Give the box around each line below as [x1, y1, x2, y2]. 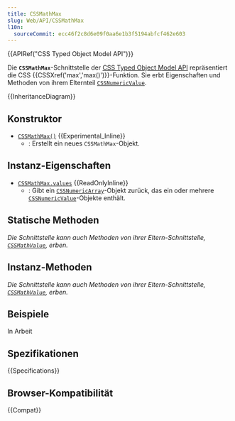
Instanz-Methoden [7, 261, 92, 273]
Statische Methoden [7, 214, 99, 226]
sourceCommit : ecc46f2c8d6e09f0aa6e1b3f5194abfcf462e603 [13, 30, 186, 38]
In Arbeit [7, 327, 33, 336]
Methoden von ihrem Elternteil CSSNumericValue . [7, 79, 147, 87]
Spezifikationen [7, 347, 80, 359]
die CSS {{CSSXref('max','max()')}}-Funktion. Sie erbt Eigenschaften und [7, 71, 221, 80]
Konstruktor [7, 113, 62, 125]
